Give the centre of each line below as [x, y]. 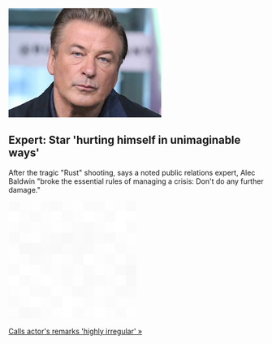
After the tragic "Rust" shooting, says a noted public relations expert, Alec [132, 172]
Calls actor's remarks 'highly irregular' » [76, 331]
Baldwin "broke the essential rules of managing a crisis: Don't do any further [136, 181]
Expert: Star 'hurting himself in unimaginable [125, 140]
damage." [24, 189]
